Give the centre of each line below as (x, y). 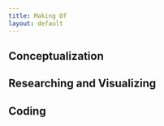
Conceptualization (56, 56)
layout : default (36, 23)
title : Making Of (38, 16)
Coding (27, 111)
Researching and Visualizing (82, 84)
